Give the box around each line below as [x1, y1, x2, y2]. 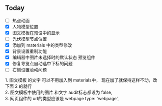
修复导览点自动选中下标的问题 [12, 61, 73, 67]
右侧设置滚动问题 [12, 67, 47, 73]
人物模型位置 [12, 24, 38, 29]
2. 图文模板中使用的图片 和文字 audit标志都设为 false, [5, 89, 112, 95]
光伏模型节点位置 [12, 36, 47, 42]
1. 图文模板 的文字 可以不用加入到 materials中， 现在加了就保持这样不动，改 [5, 77, 158, 83]
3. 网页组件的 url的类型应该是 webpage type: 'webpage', [5, 96, 119, 102]
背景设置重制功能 [12, 49, 47, 54]
